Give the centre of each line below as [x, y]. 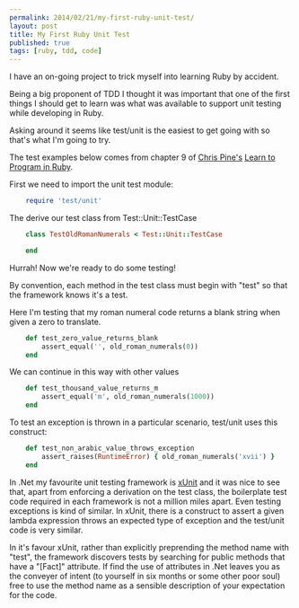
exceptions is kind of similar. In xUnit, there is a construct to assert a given [147, 511]
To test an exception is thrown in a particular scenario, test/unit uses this [144, 422]
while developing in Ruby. [57, 113]
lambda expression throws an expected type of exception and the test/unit [147, 520]
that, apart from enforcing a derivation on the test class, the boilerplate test [148, 491]
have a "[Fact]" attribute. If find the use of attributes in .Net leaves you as [145, 566]
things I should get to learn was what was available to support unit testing [145, 103]
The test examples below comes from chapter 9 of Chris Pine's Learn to [142, 157]
